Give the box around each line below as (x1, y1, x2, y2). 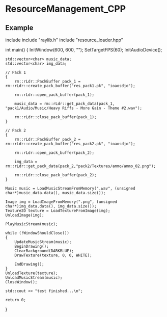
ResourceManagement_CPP (5, 3, 126, 15)
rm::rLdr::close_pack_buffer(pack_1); (14, 115, 97, 120)
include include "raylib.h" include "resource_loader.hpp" (5, 37, 124, 43)
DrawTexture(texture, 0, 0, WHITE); (14, 253, 93, 258)
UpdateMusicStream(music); (14, 240, 72, 245)
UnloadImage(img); (5, 213, 44, 218)
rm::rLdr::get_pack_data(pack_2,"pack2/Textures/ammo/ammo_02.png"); (5, 164, 156, 169)
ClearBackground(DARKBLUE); (14, 248, 74, 253)
